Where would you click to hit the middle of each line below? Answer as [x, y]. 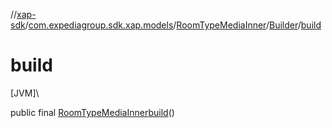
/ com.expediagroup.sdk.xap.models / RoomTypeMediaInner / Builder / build [173, 25]
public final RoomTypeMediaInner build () [92, 112]
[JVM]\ [25, 93]
